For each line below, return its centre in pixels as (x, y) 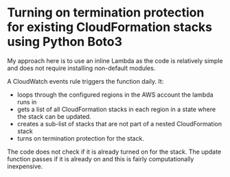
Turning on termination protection (106, 13)
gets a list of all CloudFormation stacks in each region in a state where (116, 109)
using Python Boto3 (65, 42)
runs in (27, 102)
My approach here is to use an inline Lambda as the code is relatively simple (115, 60)
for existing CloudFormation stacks (110, 27)
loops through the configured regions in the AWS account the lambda (115, 95)
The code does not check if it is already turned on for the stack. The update (114, 152)
